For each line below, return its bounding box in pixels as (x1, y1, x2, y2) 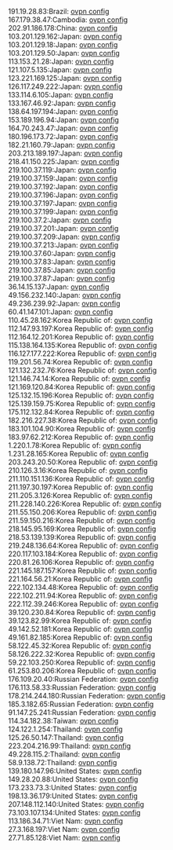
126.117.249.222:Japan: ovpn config (8, 82, 123, 91)
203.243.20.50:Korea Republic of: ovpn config (8, 457, 158, 467)
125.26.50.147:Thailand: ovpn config (8, 733, 124, 742)
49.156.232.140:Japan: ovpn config (8, 291, 121, 299)
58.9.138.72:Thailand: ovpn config (8, 758, 117, 767)
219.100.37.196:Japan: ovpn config (8, 190, 119, 200)
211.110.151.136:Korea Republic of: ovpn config (8, 474, 155, 483)
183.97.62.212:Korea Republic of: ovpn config (8, 432, 154, 441)
